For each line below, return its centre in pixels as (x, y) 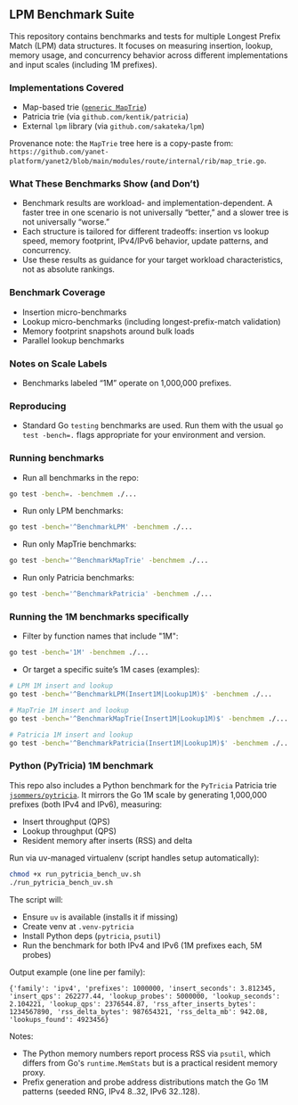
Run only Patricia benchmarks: (78, 578)
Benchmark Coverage (57, 293)
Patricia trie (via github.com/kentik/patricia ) (105, 117)
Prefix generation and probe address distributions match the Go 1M (145, 1082)
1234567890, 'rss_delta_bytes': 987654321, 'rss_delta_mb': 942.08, (139, 1011)
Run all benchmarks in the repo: (81, 477)
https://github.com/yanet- (59, 152)
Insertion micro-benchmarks (74, 312)
